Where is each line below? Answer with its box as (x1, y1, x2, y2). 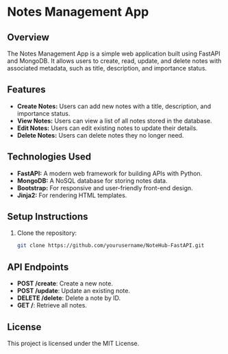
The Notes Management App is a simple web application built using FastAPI (7, 49, 220, 58)
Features (7, 84, 46, 96)
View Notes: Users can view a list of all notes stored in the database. (16, 116, 212, 125)
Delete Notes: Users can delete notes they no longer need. (16, 131, 184, 139)
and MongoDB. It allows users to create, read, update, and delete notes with (7, 57, 222, 65)
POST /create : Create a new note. (16, 279, 113, 288)
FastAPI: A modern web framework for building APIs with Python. (16, 169, 203, 177)
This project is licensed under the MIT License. (7, 339, 140, 347)
